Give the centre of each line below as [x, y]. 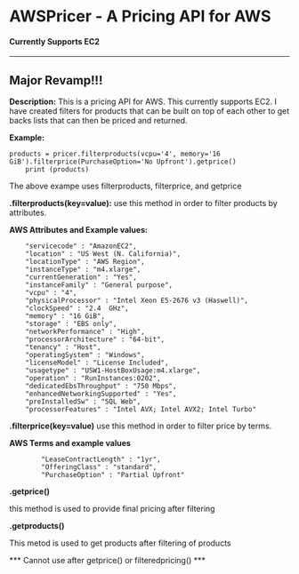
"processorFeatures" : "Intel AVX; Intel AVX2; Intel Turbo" [141, 410]
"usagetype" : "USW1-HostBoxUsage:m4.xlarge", [113, 371]
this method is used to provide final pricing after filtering [112, 509]
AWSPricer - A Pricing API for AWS [140, 16]
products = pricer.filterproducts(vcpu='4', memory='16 [115, 154]
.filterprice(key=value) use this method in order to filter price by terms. [141, 426]
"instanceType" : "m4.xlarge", [83, 270]
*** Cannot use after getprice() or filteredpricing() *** [108, 561]
